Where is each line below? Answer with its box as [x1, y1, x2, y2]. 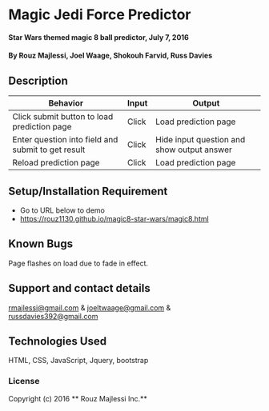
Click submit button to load [12, 111, 114, 122]
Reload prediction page [12, 158, 100, 169]
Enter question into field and [12, 134, 118, 146]
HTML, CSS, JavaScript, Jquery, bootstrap [8, 356, 149, 365]
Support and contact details [8, 281, 151, 295]
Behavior [48, 98, 84, 109]
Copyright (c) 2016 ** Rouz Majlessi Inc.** [8, 393, 148, 403]
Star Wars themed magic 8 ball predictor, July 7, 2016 [8, 32, 190, 42]
